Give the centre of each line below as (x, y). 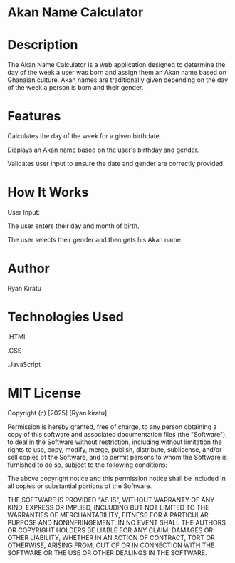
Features (34, 117)
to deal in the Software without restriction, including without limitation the (115, 442)
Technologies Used (66, 317)
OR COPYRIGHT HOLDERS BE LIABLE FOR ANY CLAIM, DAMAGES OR (110, 530)
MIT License (45, 393)
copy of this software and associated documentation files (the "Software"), (117, 434)
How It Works (48, 192)
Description (43, 45)
